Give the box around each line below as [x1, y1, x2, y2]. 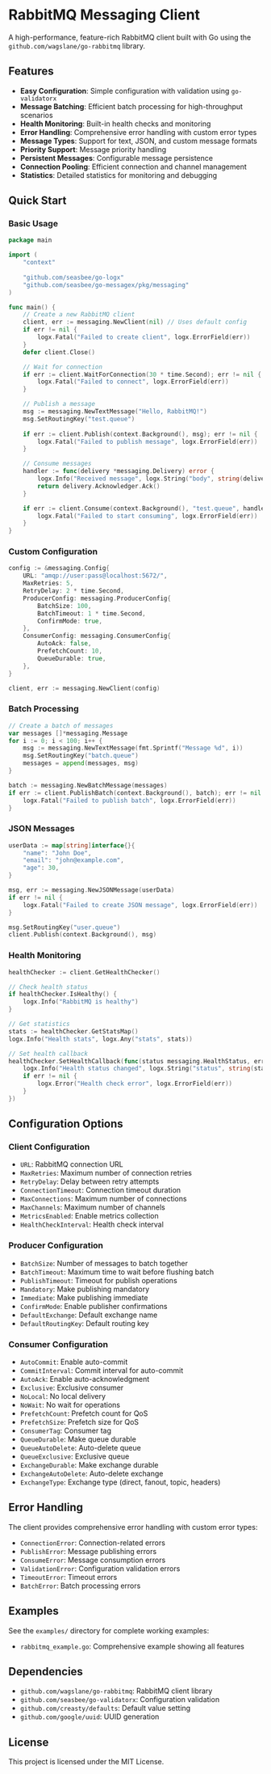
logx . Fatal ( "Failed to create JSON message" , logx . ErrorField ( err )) [23, 901, 258, 909]
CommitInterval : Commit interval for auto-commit [19, 1366, 184, 1375]
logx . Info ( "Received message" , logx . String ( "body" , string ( [37, 475, 244, 483]
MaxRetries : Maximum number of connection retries [19, 1168, 192, 1178]
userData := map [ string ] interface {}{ [8, 841, 135, 850]
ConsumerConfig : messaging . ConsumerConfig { [23, 632, 172, 640]
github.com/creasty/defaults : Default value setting [19, 1704, 191, 1713]
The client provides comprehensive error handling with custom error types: [8, 1522, 258, 1531]
